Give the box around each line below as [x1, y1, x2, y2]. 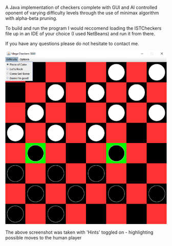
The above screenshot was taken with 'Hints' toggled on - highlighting [5, 229, 154, 235]
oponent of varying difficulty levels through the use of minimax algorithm [5, 10, 159, 16]
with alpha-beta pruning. [5, 15, 57, 21]
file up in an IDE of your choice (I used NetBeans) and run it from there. [5, 31, 155, 36]
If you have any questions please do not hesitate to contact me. [5, 40, 139, 47]
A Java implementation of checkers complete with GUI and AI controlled [5, 5, 158, 10]
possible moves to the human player [5, 234, 82, 240]
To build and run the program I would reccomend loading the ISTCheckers [5, 25, 162, 31]
